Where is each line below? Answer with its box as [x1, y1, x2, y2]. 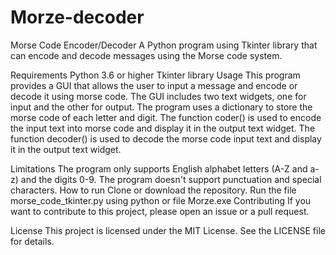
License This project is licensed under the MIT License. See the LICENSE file [10, 224, 326, 236]
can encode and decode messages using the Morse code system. [10, 49, 283, 61]
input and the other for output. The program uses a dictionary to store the [10, 101, 313, 113]
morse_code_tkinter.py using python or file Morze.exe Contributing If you [10, 194, 312, 206]
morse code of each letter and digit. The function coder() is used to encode [10, 111, 322, 123]
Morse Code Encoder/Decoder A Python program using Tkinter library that [10, 39, 318, 51]
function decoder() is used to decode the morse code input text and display [10, 132, 322, 145]
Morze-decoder [10, 6, 145, 29]
